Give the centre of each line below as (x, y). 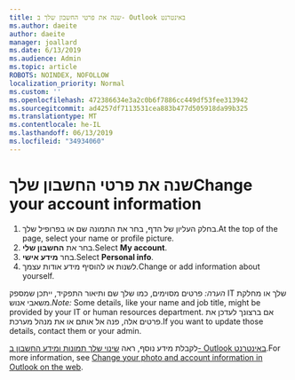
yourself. (38, 275)
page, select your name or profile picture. (98, 238)
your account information (105, 204)
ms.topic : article (43, 67)
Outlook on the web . (46, 367)
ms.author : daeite (43, 26)
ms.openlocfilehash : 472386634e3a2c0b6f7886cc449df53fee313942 (129, 100)
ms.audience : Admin (45, 59)
